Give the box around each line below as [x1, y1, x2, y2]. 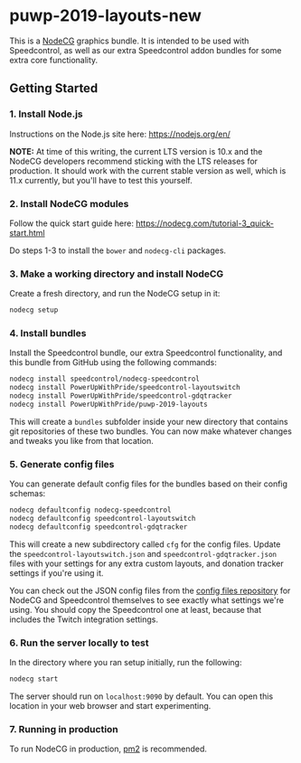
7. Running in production [9, 722, 119, 735]
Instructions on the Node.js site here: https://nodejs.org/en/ [9, 128, 230, 139]
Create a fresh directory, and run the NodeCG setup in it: [9, 288, 221, 299]
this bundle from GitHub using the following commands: [9, 357, 217, 368]
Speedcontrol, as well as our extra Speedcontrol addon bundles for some [9, 44, 282, 55]
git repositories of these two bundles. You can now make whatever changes [9, 426, 292, 437]
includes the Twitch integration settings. [9, 614, 158, 625]
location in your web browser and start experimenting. [9, 700, 212, 711]
